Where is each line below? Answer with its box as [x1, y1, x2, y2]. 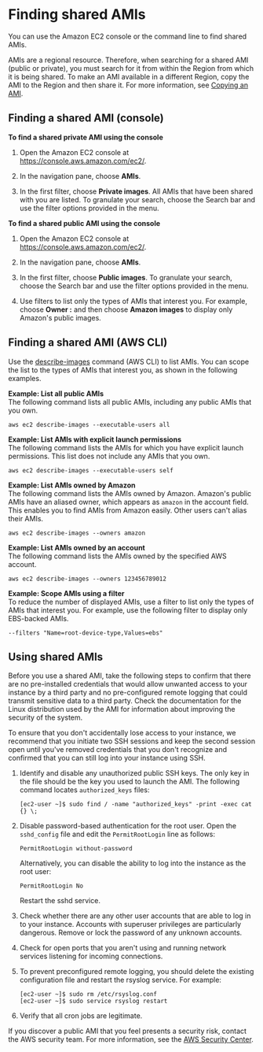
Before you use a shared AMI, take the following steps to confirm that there [8, 671, 251, 680]
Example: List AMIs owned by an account [8, 543, 145, 552]
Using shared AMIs [8, 650, 104, 663]
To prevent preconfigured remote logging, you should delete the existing [19, 967, 254, 976]
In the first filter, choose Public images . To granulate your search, [19, 272, 233, 282]
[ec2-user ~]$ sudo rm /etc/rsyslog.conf [19, 991, 157, 998]
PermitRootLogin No [19, 882, 84, 891]
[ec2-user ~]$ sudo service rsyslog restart [19, 998, 168, 1006]
